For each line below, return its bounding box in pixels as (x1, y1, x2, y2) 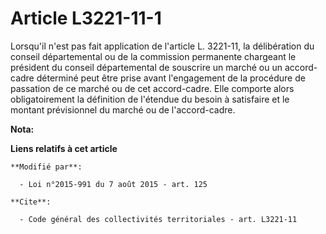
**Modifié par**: (10, 162, 83, 172)
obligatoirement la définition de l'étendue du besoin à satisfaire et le (10, 93, 290, 105)
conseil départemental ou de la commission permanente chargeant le (10, 50, 297, 62)
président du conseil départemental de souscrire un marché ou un (10, 61, 283, 73)
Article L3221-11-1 (10, 7, 162, 30)
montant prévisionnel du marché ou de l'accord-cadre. (10, 103, 236, 116)
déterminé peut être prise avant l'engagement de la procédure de (36, 72, 306, 84)
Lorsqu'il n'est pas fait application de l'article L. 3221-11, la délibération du (10, 40, 315, 52)
